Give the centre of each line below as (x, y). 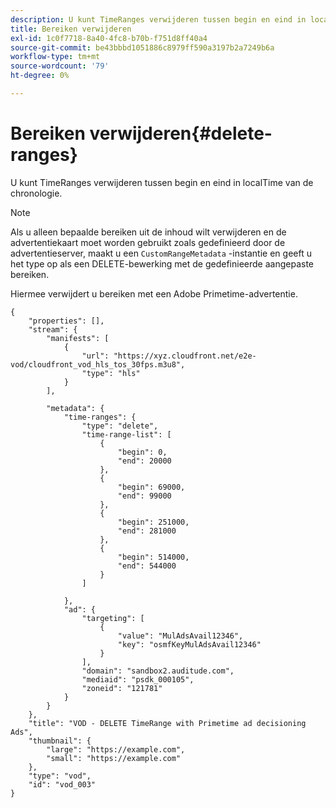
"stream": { (53, 329)
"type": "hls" (111, 373)
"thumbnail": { (60, 741)
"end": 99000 (144, 496)
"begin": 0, (142, 452)
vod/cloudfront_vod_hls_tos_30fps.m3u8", (98, 364)
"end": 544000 (147, 566)
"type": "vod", (60, 776)
